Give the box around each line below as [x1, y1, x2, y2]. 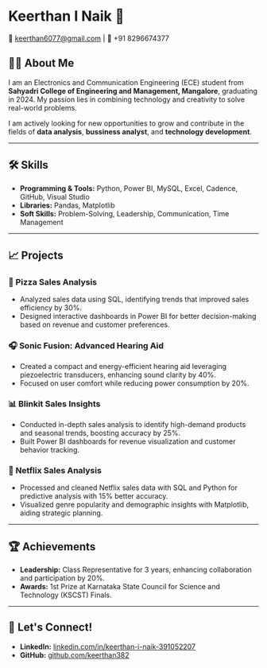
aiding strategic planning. [19, 508, 103, 518]
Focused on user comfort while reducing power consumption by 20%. [19, 378, 250, 388]
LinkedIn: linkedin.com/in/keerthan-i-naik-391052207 [19, 642, 196, 651]
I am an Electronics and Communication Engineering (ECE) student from [8, 77, 244, 87]
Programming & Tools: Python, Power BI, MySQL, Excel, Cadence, [19, 183, 238, 193]
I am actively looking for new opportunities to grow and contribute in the [8, 118, 245, 128]
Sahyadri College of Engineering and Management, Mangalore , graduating [8, 86, 258, 95]
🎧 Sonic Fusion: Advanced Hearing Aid [8, 340, 164, 351]
